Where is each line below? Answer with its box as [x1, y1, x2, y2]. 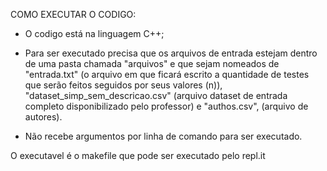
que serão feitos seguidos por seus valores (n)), [24, 79, 223, 91]
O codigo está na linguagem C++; [24, 28, 165, 39]
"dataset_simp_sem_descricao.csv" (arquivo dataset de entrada [24, 90, 288, 101]
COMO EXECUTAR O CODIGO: [10, 9, 137, 20]
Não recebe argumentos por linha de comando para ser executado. [24, 130, 303, 142]
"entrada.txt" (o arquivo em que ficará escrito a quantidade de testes [24, 69, 310, 80]
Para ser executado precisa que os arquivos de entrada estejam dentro [24, 47, 318, 59]
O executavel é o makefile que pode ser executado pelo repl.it [10, 150, 266, 161]
